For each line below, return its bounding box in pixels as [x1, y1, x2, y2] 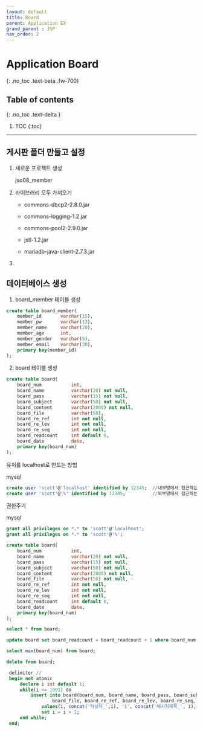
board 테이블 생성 [14, 364, 57, 371]
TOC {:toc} [14, 122, 42, 130]
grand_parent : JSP [6, 25, 56, 32]
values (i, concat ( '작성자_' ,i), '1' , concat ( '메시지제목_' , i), [41, 704, 196, 710]
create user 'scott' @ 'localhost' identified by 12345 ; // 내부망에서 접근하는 [6, 484, 198, 491]
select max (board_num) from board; [6, 648, 96, 654]
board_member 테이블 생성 [14, 295, 81, 303]
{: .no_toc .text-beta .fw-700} [6, 77, 80, 85]
